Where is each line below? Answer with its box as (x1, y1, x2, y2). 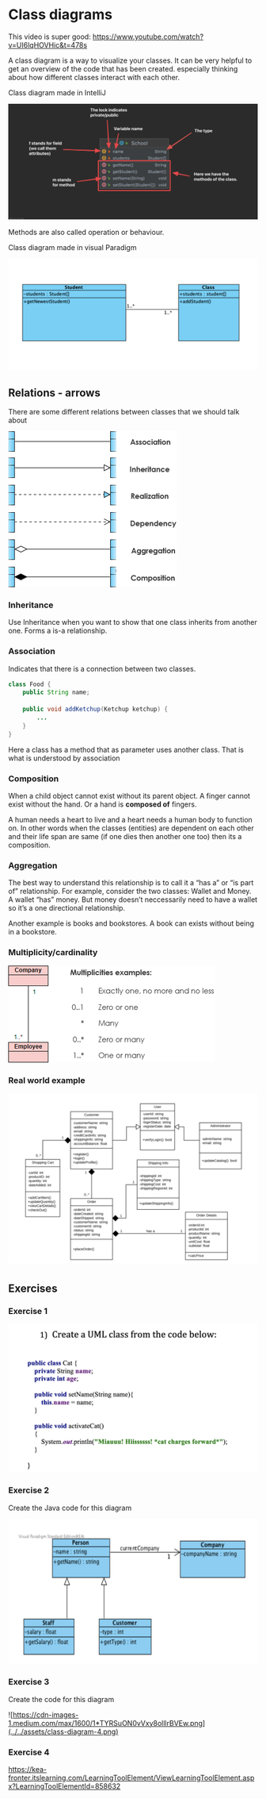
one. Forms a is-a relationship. (8, 626, 108, 636)
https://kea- (8, 1765, 47, 1774)
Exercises (8, 1281, 58, 1295)
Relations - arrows (8, 386, 101, 399)
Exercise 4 (8, 1747, 50, 1758)
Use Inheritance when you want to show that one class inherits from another (8, 618, 257, 627)
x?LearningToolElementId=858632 (8, 1782, 121, 1791)
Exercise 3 (8, 1677, 50, 1688)
